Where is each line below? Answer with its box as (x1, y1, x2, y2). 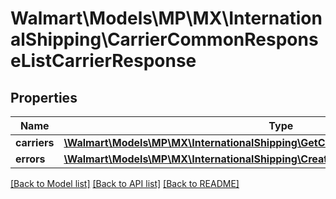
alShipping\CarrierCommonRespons (10, 28, 319, 51)
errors (15, 152, 46, 166)
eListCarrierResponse (10, 50, 197, 72)
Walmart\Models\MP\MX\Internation (10, 7, 323, 30)
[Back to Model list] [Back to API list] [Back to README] (10, 178, 240, 189)
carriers (15, 136, 55, 149)
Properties (10, 89, 78, 106)
